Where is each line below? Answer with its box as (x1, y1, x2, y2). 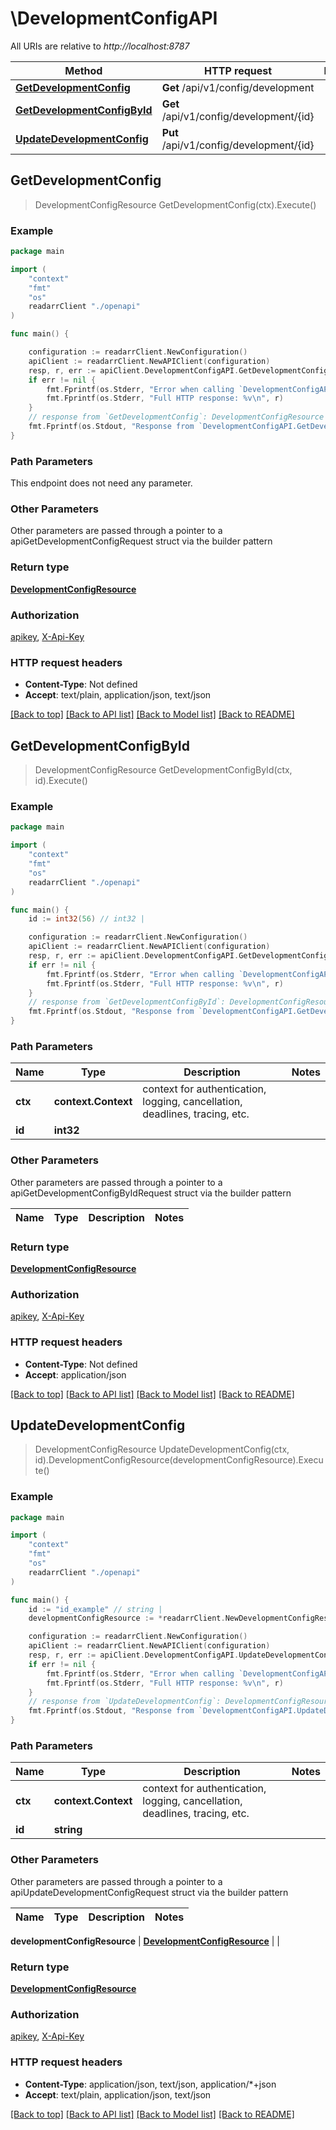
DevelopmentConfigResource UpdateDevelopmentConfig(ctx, (34, 1443, 290, 1456)
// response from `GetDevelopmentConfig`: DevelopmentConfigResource (28, 412, 325, 422)
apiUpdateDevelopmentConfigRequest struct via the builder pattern (10, 1886, 289, 1898)
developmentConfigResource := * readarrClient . (28, 1613, 226, 1624)
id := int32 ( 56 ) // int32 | (28, 914, 145, 924)
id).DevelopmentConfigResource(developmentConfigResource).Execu (34, 1454, 324, 1466)
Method (64, 63, 103, 77)
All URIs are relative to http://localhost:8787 (10, 40, 190, 52)
